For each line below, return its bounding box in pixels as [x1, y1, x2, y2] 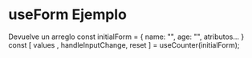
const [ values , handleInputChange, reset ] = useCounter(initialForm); [8, 40, 240, 49]
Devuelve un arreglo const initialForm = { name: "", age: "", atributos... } [8, 32, 245, 41]
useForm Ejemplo [8, 6, 127, 24]
